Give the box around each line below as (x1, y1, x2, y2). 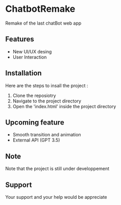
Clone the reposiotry (12, 92, 56, 98)
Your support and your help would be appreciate (5, 194, 107, 200)
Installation (5, 69, 42, 77)
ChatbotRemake (5, 3, 76, 15)
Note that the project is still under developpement (5, 166, 110, 172)
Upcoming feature (5, 118, 65, 127)
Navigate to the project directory (12, 98, 82, 104)
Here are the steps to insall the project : (5, 83, 88, 89)
